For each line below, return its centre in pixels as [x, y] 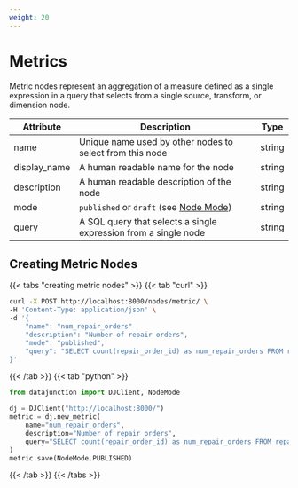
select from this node [123, 153]
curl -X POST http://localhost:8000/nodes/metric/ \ [109, 302]
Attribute [42, 127]
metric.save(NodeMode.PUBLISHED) [71, 458]
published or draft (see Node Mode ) [155, 207]
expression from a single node [142, 232]
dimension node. [40, 105]
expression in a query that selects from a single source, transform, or [135, 95]
